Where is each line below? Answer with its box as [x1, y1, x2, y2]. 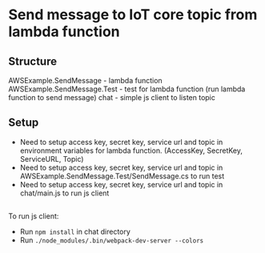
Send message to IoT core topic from [8, 6, 258, 24]
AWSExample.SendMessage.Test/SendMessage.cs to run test [19, 171, 225, 181]
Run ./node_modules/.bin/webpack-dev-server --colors [19, 235, 204, 245]
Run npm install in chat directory [19, 227, 130, 237]
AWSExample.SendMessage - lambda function [8, 76, 163, 85]
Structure [8, 54, 58, 68]
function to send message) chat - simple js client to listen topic [8, 93, 216, 102]
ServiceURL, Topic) [19, 154, 84, 163]
